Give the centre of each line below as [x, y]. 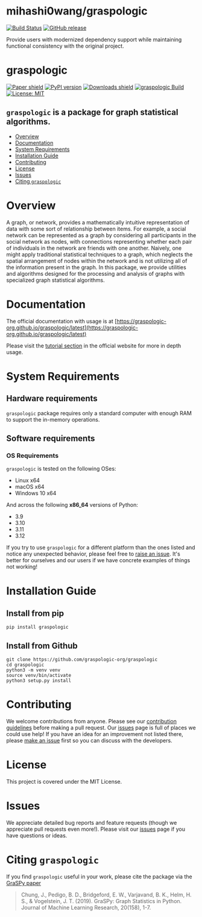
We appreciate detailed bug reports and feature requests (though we [92, 822]
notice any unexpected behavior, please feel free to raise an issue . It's [93, 554]
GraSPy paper [24, 883]
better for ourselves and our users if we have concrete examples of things [98, 560]
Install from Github [42, 646]
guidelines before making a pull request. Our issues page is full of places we [101, 728]
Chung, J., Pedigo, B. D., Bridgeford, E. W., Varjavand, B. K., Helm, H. [106, 895]
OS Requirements [33, 455]
